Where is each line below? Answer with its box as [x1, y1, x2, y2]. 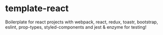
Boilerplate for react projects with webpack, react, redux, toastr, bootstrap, [5, 19, 158, 25]
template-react [5, 3, 69, 14]
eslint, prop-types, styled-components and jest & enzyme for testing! [5, 24, 147, 30]
